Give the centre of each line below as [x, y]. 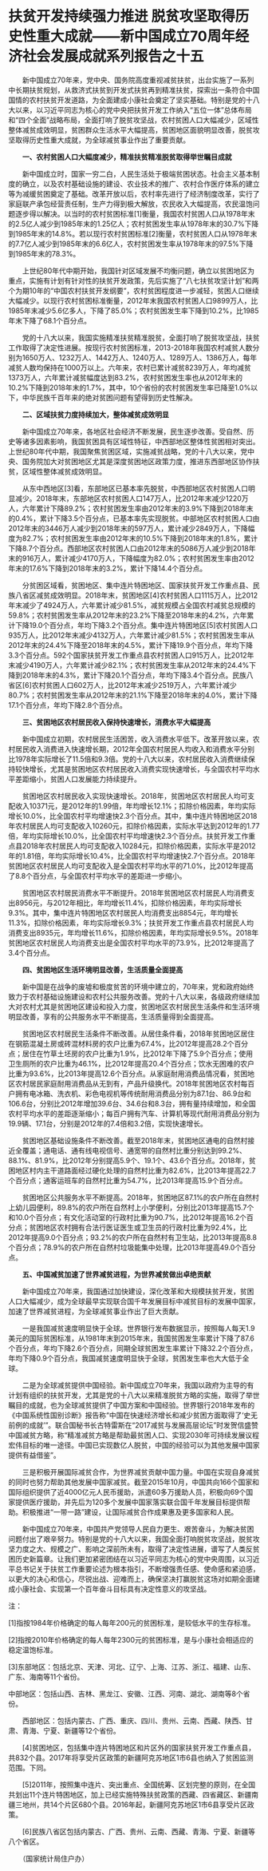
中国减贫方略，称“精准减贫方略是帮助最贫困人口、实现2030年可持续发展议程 [134, 1435]
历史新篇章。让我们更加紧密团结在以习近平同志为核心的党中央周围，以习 [134, 1559]
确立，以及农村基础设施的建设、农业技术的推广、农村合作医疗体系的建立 [141, 184]
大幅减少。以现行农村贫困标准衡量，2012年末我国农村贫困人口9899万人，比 [133, 300]
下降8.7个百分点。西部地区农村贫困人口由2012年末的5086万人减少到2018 [128, 548]
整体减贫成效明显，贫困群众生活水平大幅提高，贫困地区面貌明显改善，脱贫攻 [134, 129]
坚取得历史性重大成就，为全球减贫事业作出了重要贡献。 [99, 140]
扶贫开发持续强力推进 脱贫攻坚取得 [122, 16]
